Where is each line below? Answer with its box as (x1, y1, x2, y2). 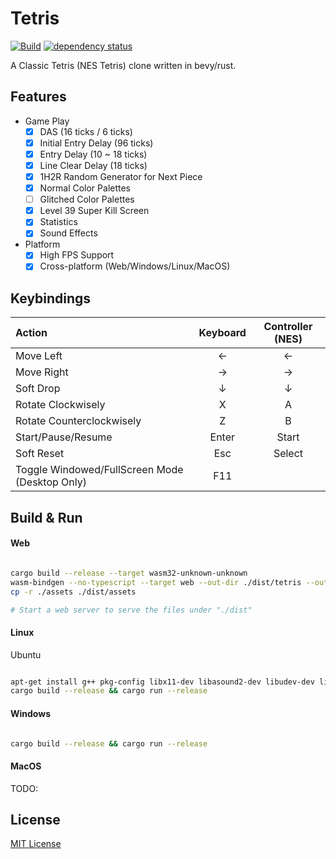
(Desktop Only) (15, 475, 87, 489)
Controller (263, 320, 313, 334)
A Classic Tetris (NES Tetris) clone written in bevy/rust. (10, 59, 237, 71)
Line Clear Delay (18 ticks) (39, 159, 148, 171)
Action (15, 326, 48, 340)
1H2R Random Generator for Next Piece (39, 171, 203, 182)
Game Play (24, 115, 70, 127)
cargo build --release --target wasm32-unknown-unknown (10, 568, 248, 578)
